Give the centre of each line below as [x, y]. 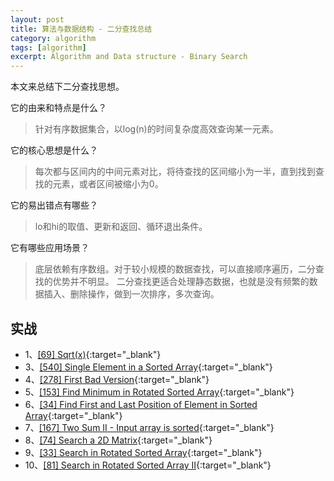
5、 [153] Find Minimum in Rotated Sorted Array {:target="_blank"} [159, 392]
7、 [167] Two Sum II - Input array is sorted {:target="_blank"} [149, 427]
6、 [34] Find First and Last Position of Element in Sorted [141, 404]
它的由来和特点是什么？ [58, 108]
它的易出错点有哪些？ [54, 205]
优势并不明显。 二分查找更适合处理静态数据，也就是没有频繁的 [181, 282]
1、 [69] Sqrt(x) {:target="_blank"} [93, 354]
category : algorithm [53, 38]
